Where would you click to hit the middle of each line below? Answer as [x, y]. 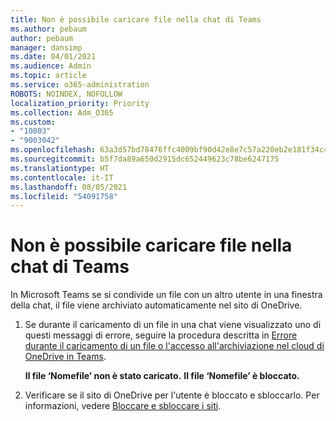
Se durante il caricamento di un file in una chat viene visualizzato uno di [173, 325]
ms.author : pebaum [48, 29]
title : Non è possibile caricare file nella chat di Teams [136, 19]
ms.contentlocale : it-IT [62, 177]
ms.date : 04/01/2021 [53, 57]
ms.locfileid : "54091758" [64, 196]
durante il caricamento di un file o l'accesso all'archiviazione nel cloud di [174, 346]
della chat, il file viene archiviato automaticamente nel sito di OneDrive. [156, 305]
